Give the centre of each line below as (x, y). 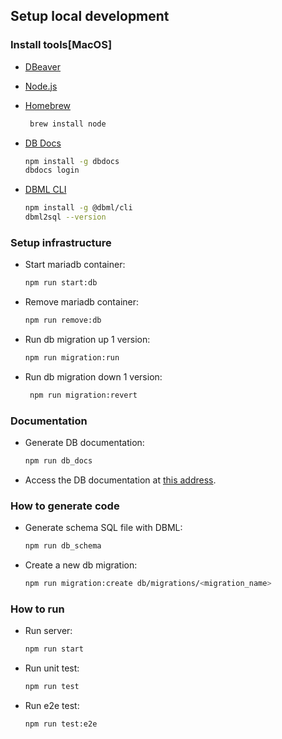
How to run (37, 609)
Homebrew (47, 105)
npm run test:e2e (61, 724)
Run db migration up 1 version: (87, 340)
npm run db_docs (58, 461)
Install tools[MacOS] (61, 45)
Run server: (48, 631)
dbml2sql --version (65, 217)
